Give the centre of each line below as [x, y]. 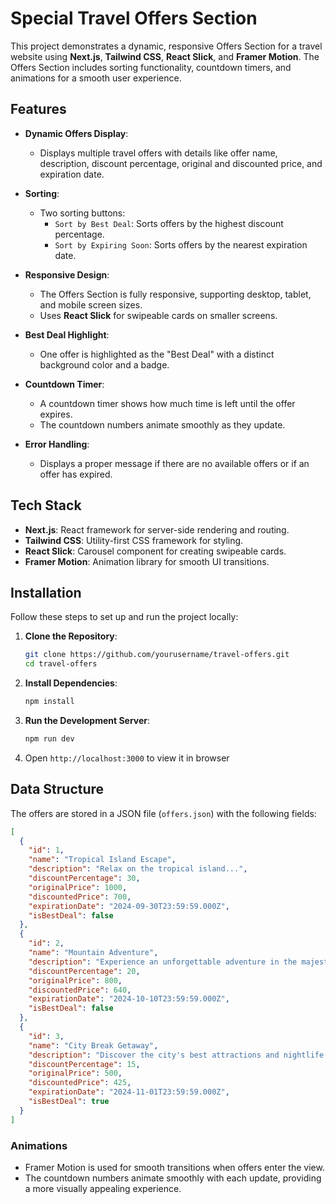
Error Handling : [57, 444]
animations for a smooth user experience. [96, 78]
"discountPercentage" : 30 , [84, 878]
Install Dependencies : [71, 683]
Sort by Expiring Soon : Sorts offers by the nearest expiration [181, 244]
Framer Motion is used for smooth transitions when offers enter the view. [174, 1167]
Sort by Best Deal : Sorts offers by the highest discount [169, 223]
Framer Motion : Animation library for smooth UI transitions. [147, 561]
